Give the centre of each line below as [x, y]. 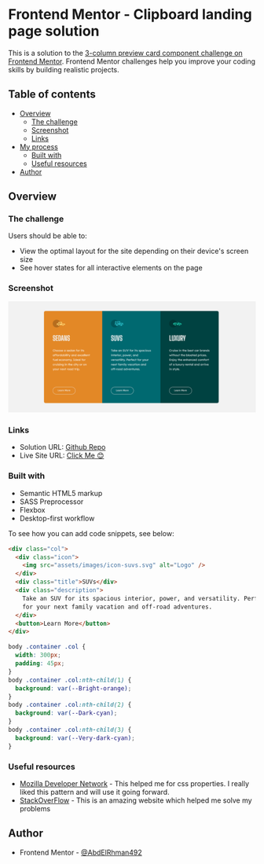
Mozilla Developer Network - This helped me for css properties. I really [134, 784]
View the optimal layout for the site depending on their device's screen [134, 251]
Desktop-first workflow [57, 518]
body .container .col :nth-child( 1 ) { [70, 680]
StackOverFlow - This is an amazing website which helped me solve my [136, 800]
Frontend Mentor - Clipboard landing [130, 15]
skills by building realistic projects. [64, 69]
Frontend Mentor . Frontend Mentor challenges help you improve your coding [132, 61]
